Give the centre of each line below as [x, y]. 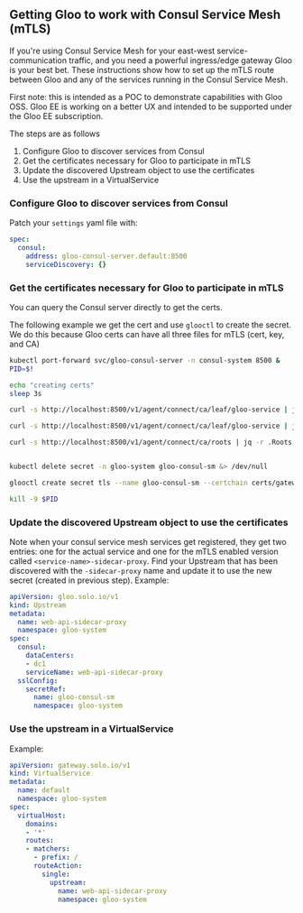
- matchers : [48, 849]
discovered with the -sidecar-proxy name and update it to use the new [141, 570]
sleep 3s [26, 393]
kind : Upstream [38, 605]
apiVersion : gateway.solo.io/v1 [70, 765]
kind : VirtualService [50, 774]
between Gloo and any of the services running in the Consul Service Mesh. [149, 79]
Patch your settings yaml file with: [73, 223]
